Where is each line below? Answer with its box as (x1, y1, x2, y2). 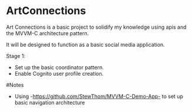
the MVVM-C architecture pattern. (6, 29, 89, 36)
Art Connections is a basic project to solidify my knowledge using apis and (6, 23, 187, 30)
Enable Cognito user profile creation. (14, 70, 104, 77)
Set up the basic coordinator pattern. (14, 63, 105, 71)
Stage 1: (6, 52, 25, 59)
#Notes (6, 81, 24, 89)
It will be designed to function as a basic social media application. (6, 41, 166, 48)
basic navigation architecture (14, 99, 85, 106)
